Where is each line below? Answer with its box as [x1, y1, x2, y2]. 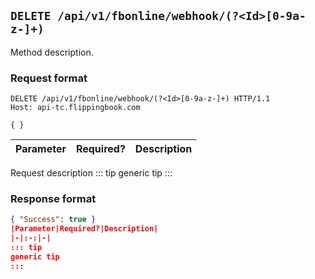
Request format [10, 71, 88, 85]
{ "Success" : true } [10, 215, 97, 225]
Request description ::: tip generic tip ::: [10, 167, 173, 179]
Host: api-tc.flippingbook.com [10, 103, 141, 113]
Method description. [10, 46, 94, 58]
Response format [10, 192, 97, 206]
